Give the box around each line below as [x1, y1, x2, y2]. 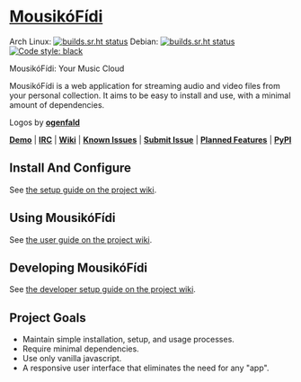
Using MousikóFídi [9, 210, 116, 226]
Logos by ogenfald [9, 117, 81, 128]
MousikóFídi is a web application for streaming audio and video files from [9, 80, 280, 91]
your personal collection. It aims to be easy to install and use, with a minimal [9, 90, 291, 101]
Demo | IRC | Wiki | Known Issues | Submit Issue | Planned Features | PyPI [9, 134, 292, 145]
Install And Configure [9, 160, 132, 176]
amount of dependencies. [9, 99, 105, 110]
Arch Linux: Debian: [9, 36, 159, 47]
